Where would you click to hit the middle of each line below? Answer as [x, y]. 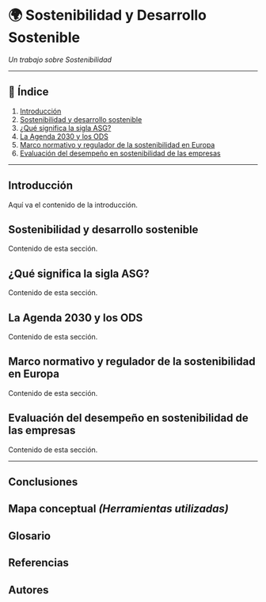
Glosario [30, 536]
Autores [28, 590]
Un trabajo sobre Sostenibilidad [60, 59]
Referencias [39, 563]
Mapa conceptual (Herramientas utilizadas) [119, 509]
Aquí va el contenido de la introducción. [73, 205]
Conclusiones [43, 482]
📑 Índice [28, 92]
